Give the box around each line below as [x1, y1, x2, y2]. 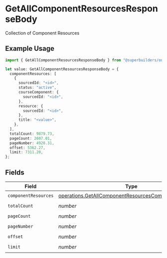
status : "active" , [18, 85, 57, 90]
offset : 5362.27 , [9, 145, 46, 150]
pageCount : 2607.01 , [9, 136, 52, 141]
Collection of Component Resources [5, 30, 80, 36]
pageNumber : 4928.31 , [9, 140, 55, 146]
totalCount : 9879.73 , [9, 131, 55, 136]
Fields [5, 168, 25, 176]
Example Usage [5, 44, 55, 53]
